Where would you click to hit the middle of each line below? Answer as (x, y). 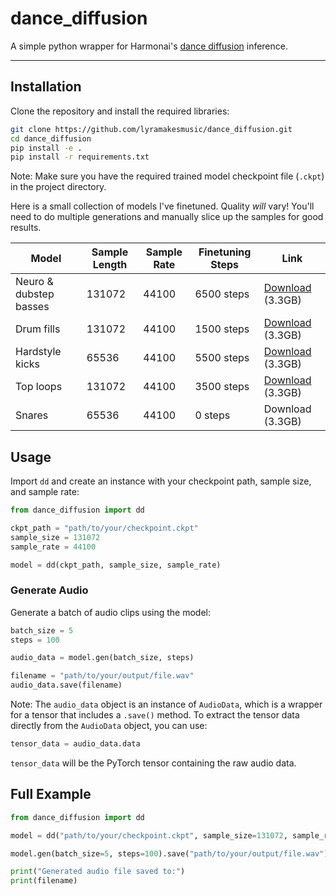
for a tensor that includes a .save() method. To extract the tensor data (155, 715)
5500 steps (222, 358)
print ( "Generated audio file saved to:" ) (98, 872)
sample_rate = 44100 (53, 547)
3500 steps (222, 387)
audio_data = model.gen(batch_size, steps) (102, 658)
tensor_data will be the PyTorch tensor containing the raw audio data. (153, 763)
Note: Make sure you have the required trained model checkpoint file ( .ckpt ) (167, 176)
